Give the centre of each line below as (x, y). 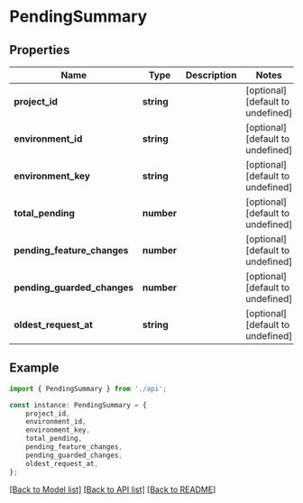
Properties (40, 50)
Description (211, 75)
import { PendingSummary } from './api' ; (88, 389)
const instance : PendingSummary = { (78, 405)
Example (34, 368)
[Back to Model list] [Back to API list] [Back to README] (113, 489)
